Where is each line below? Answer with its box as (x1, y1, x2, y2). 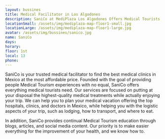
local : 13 (5, 53, 26, 58)
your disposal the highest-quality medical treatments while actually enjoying (5, 93, 160, 98)
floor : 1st (5, 48, 28, 53)
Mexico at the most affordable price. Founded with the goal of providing (5, 77, 152, 83)
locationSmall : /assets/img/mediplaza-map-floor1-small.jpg (5, 21, 132, 26)
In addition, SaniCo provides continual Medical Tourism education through (5, 118, 156, 124)
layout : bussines (5, 7, 41, 12)
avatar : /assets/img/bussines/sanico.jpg (5, 30, 92, 35)
